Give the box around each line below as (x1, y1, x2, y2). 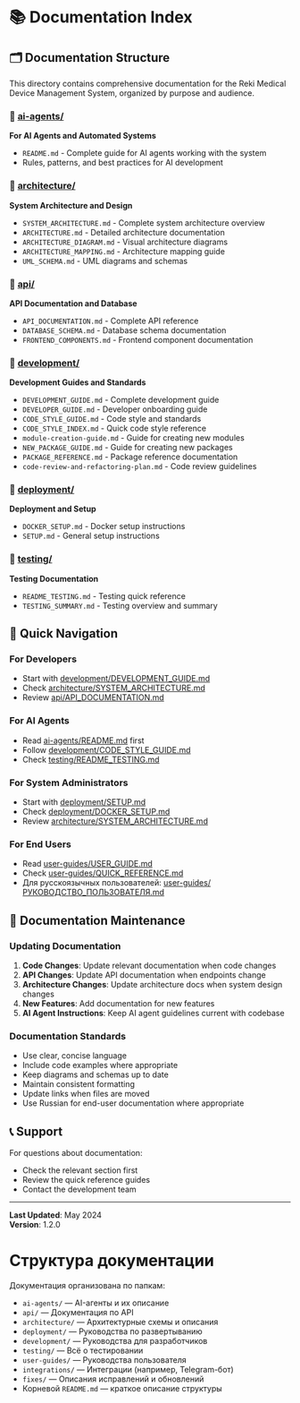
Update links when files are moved (21, 1089, 150, 1099)
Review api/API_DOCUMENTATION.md (21, 692, 165, 703)
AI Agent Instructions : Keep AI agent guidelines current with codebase (21, 1008, 285, 1019)
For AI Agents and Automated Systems (9, 131, 156, 141)
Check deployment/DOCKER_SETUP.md (21, 807, 171, 817)
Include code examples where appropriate (21, 1060, 179, 1071)
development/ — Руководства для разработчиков (21, 1336, 208, 1347)
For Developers (9, 653, 78, 665)
